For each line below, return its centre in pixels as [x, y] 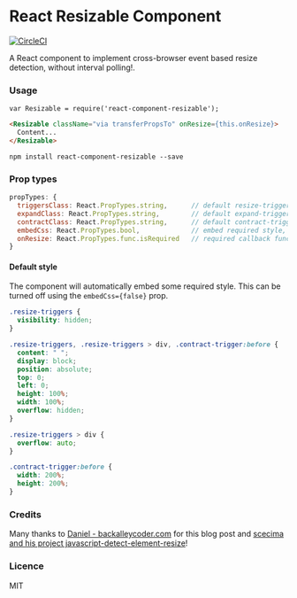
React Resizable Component [115, 16]
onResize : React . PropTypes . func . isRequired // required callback [144, 238]
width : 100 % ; [41, 402]
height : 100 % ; [43, 394]
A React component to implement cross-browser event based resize [133, 58]
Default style [33, 267]
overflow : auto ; [47, 443]
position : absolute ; [55, 369]
